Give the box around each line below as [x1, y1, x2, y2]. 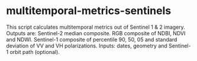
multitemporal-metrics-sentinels [6, 4, 172, 18]
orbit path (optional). [9, 48, 60, 55]
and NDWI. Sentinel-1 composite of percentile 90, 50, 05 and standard [6, 36, 177, 43]
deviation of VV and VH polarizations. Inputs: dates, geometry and [6, 42, 167, 49]
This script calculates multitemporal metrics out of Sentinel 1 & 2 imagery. [6, 23, 185, 30]
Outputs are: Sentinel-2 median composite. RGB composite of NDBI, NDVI [6, 29, 186, 36]
